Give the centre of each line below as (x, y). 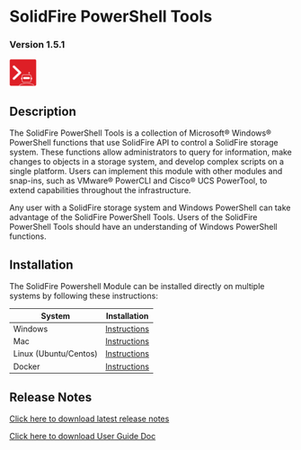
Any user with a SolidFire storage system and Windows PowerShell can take (150, 207)
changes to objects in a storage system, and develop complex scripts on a (147, 162)
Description (43, 111)
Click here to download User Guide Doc (83, 436)
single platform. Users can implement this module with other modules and (146, 172)
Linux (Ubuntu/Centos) (56, 354)
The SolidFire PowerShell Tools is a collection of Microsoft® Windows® (141, 133)
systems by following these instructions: (84, 296)
